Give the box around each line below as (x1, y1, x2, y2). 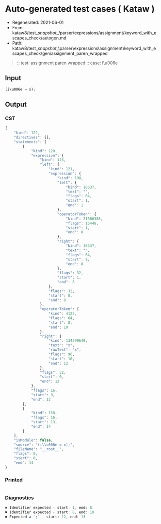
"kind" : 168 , (31, 411, 57, 416)
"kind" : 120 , (31, 148, 57, 154)
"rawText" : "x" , (48, 348, 81, 352)
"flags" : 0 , (14, 451, 38, 456)
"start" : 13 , (31, 419, 57, 425)
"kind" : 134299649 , (48, 338, 88, 343)
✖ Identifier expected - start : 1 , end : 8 (5, 506, 92, 510)
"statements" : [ (14, 140, 47, 144)
